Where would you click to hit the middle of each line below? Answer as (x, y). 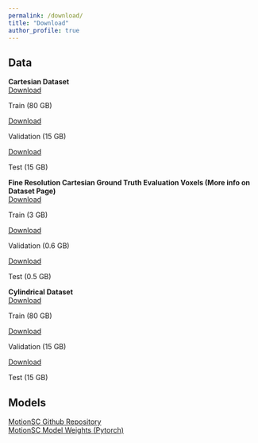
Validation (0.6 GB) (39, 246)
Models (27, 402)
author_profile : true (44, 30)
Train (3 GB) (28, 215)
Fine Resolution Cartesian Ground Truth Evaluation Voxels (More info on (129, 183)
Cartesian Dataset (39, 82)
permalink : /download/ (46, 16)
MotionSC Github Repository (55, 422)
